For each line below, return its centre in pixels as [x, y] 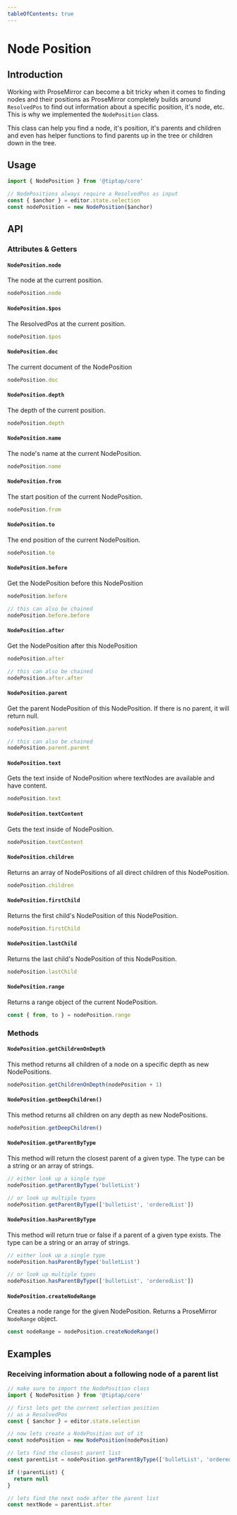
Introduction [35, 75]
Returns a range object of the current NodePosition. [83, 1002]
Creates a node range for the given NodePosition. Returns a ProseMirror [112, 1311]
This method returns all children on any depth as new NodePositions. [108, 1115]
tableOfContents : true [41, 14]
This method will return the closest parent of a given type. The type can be [116, 1159]
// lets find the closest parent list [64, 1453]
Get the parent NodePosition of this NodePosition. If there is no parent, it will [118, 708]
